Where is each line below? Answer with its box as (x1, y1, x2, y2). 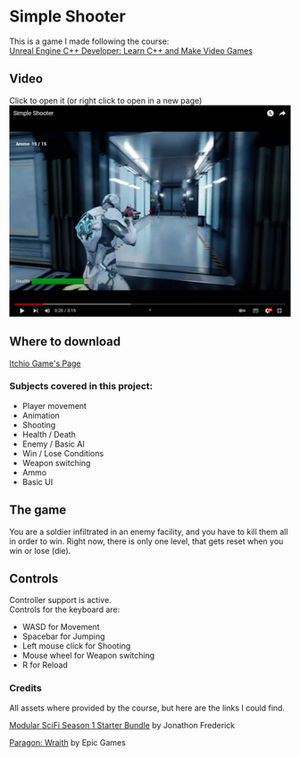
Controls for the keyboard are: (9, 604, 121, 615)
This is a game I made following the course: (9, 36, 170, 47)
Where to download (9, 334, 121, 350)
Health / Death (21, 429, 76, 439)
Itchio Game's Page (9, 358, 82, 369)
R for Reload (21, 659, 69, 670)
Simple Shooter (9, 6, 127, 27)
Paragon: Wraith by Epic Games (9, 736, 127, 748)
